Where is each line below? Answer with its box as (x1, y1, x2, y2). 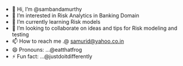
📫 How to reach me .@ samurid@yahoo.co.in (11, 37, 124, 45)
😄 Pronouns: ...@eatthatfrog (11, 46, 82, 53)
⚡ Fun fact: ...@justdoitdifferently (11, 53, 92, 59)
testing (11, 31, 29, 38)
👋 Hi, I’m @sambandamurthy (11, 6, 82, 12)
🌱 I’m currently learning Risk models (11, 18, 101, 25)
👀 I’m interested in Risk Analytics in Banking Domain (11, 12, 139, 19)
